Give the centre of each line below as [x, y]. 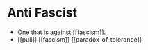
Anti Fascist [42, 13]
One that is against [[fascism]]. [61, 32]
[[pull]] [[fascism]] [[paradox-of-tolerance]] [80, 39]
